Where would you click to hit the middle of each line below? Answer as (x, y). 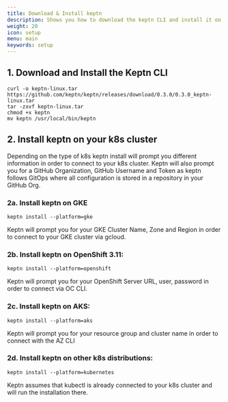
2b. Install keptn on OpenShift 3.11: (66, 254)
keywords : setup (30, 45)
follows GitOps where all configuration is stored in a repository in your (105, 178)
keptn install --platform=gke (50, 217)
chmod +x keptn (29, 112)
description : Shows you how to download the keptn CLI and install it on (114, 20)
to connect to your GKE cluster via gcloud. (67, 237)
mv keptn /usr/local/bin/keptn (52, 118)
